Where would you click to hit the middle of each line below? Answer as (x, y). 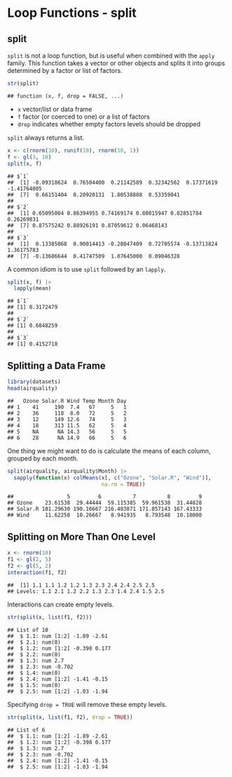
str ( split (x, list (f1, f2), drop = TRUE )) (70, 717)
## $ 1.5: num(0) (34, 685)
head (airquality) (33, 388)
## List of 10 (28, 630)
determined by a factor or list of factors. (65, 71)
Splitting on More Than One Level (81, 537)
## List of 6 (26, 730)
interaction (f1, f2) (37, 572)
